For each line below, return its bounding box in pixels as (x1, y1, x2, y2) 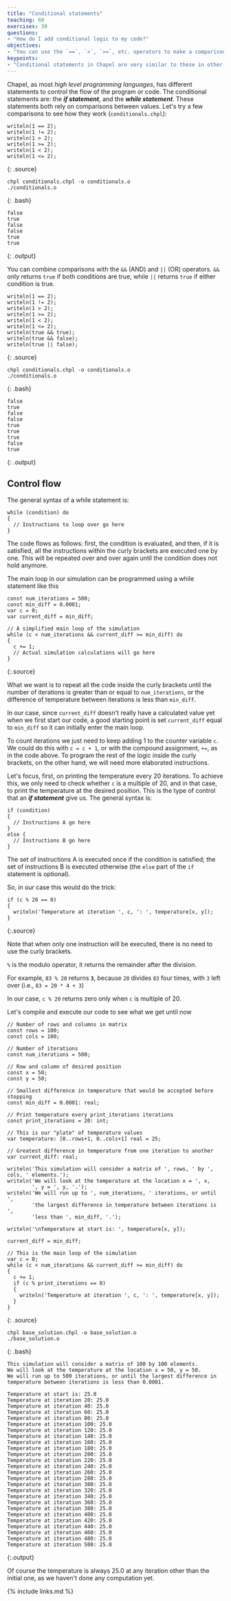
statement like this (7, 582, 59, 590)
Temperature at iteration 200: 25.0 (7, 1451, 112, 1458)
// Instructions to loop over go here (13, 521, 125, 528)
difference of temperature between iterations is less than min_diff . (7, 695, 196, 704)
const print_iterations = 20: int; (7, 1118, 109, 1124)
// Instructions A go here (13, 819, 91, 826)
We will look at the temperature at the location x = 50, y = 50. (7, 1366, 201, 1374)
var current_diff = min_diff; (7, 613, 94, 620)
